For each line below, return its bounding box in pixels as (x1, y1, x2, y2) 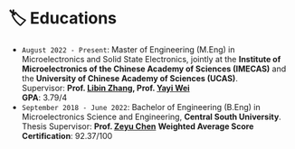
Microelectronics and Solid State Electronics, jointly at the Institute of (21, 53, 281, 64)
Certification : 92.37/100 (21, 130, 113, 141)
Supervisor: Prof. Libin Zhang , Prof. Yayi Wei (21, 82, 191, 93)
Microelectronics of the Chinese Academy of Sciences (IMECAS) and (21, 63, 287, 74)
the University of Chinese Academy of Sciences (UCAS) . (21, 72, 239, 83)
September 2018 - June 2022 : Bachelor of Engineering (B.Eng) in (21, 101, 262, 112)
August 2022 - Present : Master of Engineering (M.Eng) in (21, 43, 235, 55)
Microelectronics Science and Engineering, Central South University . (21, 111, 281, 122)
